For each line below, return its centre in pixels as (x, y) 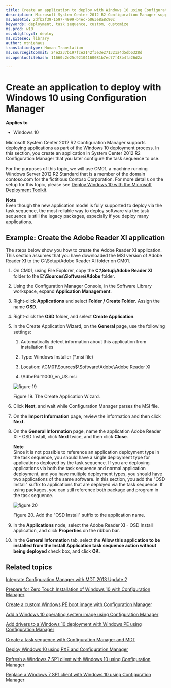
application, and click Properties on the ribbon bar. (66, 531)
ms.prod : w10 (20, 29)
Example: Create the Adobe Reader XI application (85, 238)
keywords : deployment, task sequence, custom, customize (67, 24)
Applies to (17, 123)
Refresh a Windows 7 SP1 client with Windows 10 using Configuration (78, 659)
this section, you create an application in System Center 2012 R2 (73, 153)
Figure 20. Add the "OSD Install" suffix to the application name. (79, 515)
